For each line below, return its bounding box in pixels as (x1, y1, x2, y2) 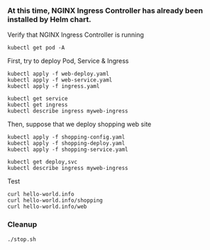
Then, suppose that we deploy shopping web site (7, 120, 152, 129)
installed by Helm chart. (7, 14, 92, 24)
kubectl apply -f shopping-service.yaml (7, 146, 129, 154)
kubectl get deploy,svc (7, 159, 78, 166)
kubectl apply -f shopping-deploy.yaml (7, 140, 126, 147)
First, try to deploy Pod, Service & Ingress (7, 57, 129, 65)
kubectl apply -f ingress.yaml (7, 83, 100, 90)
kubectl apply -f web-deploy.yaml (7, 70, 110, 78)
